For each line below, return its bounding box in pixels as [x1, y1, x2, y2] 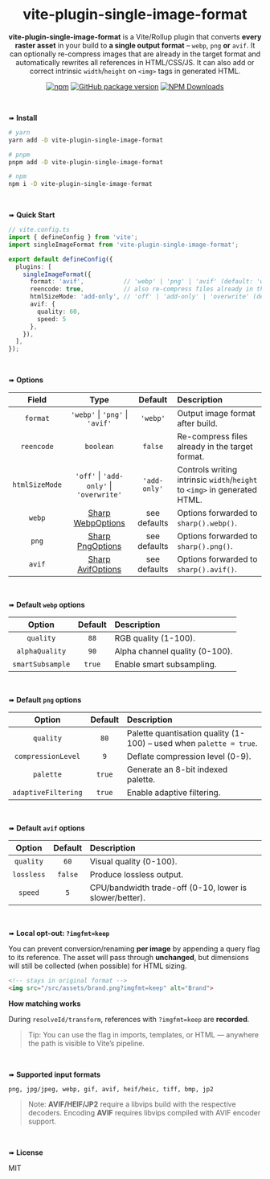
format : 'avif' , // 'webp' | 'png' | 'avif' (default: [29, 278, 253, 286]
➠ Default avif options [8, 823, 86, 833]
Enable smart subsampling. [114, 659, 217, 670]
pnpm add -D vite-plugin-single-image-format [8, 158, 163, 166]
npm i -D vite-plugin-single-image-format [8, 180, 153, 188]
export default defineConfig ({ [8, 255, 113, 263]
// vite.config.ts [8, 226, 70, 234]
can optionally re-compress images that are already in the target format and [9, 49, 261, 59]
